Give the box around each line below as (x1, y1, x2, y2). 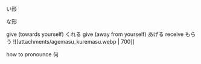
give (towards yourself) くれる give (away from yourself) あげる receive (6, 31, 184, 38)
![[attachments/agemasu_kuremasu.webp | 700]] (13, 38, 135, 45)
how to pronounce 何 (6, 51, 59, 58)
